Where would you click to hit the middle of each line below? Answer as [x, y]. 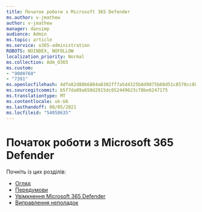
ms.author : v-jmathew [33, 17]
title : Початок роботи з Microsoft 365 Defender [68, 12]
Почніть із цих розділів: [36, 172]
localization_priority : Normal [45, 57]
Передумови [31, 190]
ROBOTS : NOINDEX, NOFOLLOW [40, 51]
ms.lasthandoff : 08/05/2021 [41, 107]
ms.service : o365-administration [48, 46]
